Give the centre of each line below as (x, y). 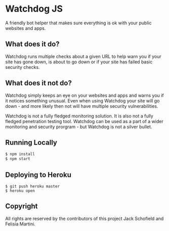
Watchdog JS (34, 9)
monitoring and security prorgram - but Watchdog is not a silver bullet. (79, 127)
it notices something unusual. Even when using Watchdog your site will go (82, 101)
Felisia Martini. (20, 224)
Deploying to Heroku (38, 175)
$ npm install (20, 154)
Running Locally (31, 142)
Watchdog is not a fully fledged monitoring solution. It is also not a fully (79, 116)
